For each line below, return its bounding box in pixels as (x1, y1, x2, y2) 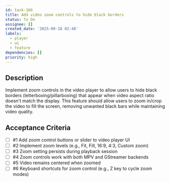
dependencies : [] (5, 50, 42, 55)
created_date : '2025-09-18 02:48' (5, 26, 79, 32)
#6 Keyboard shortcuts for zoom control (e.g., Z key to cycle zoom (12, 166, 153, 172)
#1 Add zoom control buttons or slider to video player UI (12, 137, 130, 143)
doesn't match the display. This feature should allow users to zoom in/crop (5, 98, 162, 104)
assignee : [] (5, 21, 33, 27)
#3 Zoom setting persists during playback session (12, 148, 118, 155)
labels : (5, 31, 22, 36)
